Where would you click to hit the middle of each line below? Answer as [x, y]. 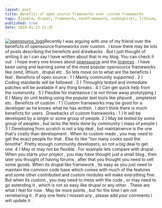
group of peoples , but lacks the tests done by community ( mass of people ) [81, 123]
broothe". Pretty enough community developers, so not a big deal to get [77, 144]
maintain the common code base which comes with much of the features [78, 170]
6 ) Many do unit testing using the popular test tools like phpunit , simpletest [81, 98]
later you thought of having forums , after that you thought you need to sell [79, 160]
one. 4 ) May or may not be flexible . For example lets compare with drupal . [80, 149]
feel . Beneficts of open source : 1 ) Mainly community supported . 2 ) [74, 77]
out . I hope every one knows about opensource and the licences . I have [77, 62]
